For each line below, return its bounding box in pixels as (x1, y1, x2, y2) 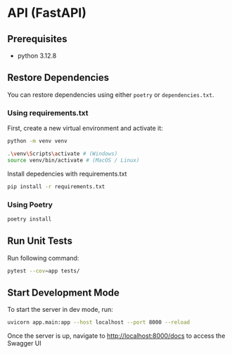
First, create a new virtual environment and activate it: (7, 124, 163, 133)
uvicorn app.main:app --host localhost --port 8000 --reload (7, 319, 191, 326)
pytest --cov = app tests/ (7, 267, 80, 275)
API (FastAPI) (7, 5, 86, 21)
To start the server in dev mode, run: (7, 306, 114, 314)
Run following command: (7, 254, 79, 262)
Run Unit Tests (7, 235, 72, 247)
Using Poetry (7, 199, 53, 209)
